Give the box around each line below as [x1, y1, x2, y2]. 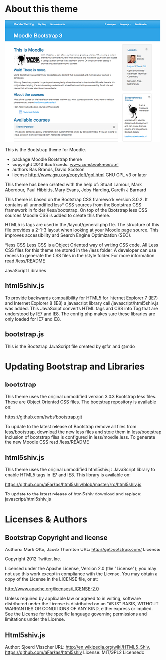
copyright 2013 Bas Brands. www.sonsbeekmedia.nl [12, 161, 119, 167]
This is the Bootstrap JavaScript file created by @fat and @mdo [5, 343, 135, 349]
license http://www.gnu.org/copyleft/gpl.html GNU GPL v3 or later [12, 172, 147, 178]
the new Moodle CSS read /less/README [5, 439, 89, 445]
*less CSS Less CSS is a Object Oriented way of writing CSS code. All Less [5, 242, 159, 248]
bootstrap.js [5, 330, 44, 339]
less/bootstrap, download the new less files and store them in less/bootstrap [5, 429, 162, 435]
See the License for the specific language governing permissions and [5, 611, 147, 617]
